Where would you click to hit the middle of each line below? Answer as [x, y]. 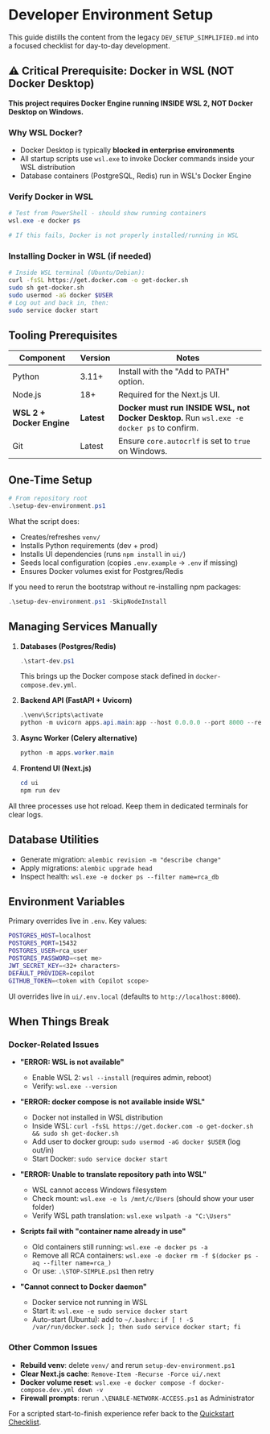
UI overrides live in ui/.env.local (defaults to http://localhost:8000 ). [125, 996]
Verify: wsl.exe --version [75, 1087]
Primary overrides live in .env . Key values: [78, 921]
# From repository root [48, 499]
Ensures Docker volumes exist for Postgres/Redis [102, 571]
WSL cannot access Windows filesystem [99, 1190]
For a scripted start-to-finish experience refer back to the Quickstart [121, 1413]
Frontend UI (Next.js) [56, 768]
